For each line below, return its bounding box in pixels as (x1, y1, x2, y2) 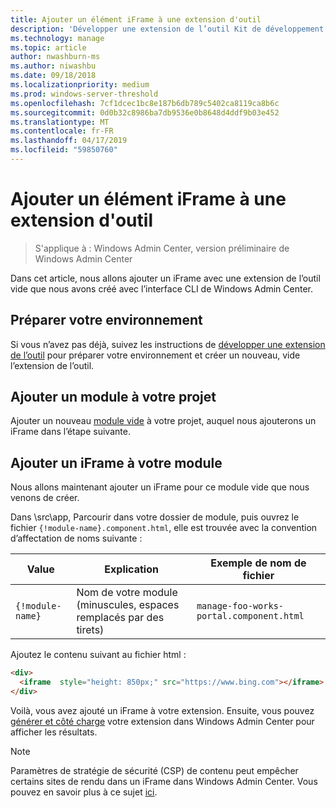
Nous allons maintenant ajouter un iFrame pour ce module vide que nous (10, 481, 310, 493)
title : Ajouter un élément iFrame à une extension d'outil (10, 14, 262, 25)
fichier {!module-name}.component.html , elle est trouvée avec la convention (10, 522, 318, 534)
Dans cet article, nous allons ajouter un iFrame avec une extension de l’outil (10, 272, 321, 284)
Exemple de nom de (210, 556, 307, 570)
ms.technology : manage (10, 33, 105, 43)
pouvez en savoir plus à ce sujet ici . (10, 786, 158, 798)
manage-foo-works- (196, 601, 285, 612)
